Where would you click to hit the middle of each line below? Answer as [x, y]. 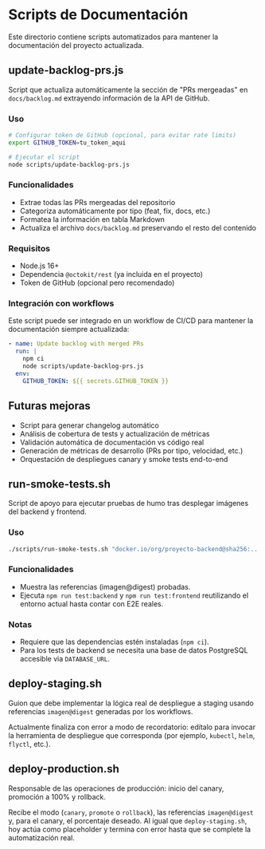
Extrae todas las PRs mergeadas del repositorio [97, 202]
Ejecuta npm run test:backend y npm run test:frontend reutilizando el [134, 595]
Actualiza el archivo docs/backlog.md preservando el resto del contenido [138, 227]
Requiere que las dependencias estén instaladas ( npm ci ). [114, 642]
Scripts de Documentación [98, 15]
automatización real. [42, 837]
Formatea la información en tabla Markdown [92, 219]
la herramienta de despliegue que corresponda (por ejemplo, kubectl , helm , [132, 735]
